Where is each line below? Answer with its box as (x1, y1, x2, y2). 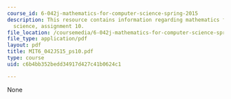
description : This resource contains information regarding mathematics (7, 16, 220, 23)
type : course (7, 55, 45, 61)
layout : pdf (7, 42, 41, 48)
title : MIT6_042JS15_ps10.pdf (7, 48, 94, 55)
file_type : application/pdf (7, 36, 88, 42)
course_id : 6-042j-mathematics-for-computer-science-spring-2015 (7, 10, 198, 17)
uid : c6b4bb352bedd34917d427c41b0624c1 (7, 61, 122, 68)
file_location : (7, 29, 51, 36)
